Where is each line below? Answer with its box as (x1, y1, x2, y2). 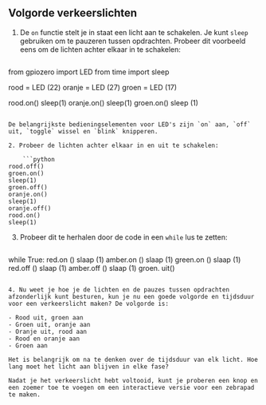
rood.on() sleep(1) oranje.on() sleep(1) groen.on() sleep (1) (8, 97, 199, 107)
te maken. (8, 391, 41, 399)
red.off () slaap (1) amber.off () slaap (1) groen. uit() (8, 263, 175, 272)
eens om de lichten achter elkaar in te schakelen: (19, 44, 182, 54)
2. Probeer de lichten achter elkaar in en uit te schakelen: (8, 141, 219, 149)
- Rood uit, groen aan (8, 313, 84, 322)
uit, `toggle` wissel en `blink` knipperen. (8, 127, 158, 135)
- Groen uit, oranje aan (8, 320, 91, 328)
